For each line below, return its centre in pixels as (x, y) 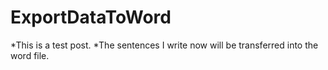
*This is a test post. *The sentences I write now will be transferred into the (164, 45)
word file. (30, 55)
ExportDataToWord (91, 17)
